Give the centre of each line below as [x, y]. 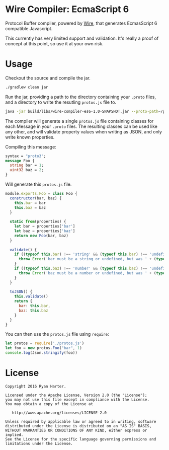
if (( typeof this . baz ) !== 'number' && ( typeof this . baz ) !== [81, 268]
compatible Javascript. [29, 28]
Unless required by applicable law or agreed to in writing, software [81, 421]
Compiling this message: [31, 146]
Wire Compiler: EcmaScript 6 [67, 9]
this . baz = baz [30, 207]
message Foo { [20, 161]
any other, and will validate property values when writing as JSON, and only [83, 131]
